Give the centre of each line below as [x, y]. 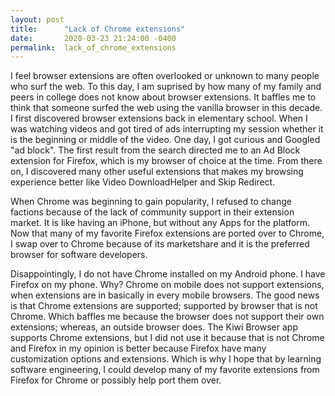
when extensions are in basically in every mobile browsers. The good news [165, 295]
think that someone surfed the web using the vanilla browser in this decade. [166, 108]
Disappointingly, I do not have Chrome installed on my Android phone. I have [168, 274]
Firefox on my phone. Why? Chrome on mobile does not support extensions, [167, 285]
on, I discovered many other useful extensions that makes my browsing [157, 172]
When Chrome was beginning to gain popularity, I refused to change [151, 202]
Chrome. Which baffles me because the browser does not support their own [167, 317]
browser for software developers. [79, 255]
